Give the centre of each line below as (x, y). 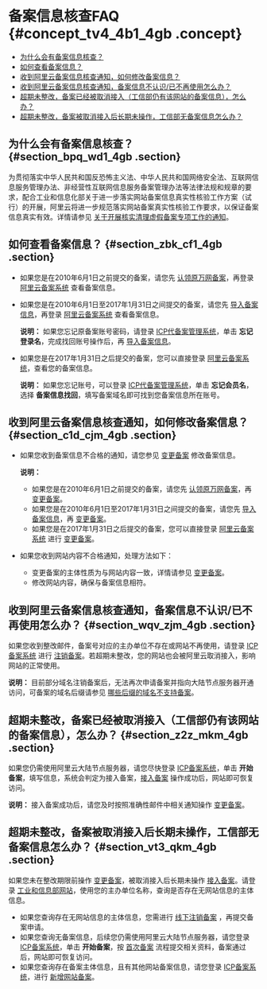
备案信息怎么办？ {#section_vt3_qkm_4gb (112, 847)
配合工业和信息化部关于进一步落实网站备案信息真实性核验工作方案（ (133, 197)
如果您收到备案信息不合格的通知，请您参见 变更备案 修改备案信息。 (130, 455)
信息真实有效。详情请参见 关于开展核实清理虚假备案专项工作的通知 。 (120, 216)
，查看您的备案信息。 (62, 368)
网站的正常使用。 (36, 666)
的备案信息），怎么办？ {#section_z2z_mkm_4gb (128, 735)
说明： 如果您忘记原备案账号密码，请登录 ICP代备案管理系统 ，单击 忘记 (136, 331)
